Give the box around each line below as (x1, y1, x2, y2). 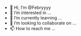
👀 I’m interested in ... (9, 10, 52, 16)
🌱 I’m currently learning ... (9, 15, 62, 20)
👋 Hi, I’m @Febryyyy (9, 5, 51, 10)
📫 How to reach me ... (9, 26, 55, 31)
